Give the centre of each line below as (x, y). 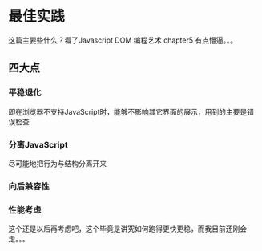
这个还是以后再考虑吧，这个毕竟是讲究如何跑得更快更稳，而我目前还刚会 (127, 229)
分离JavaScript (38, 144)
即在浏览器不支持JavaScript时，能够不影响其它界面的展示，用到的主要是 (128, 111)
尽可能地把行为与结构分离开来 (57, 163)
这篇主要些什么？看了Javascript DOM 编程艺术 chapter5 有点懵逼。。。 (123, 40)
